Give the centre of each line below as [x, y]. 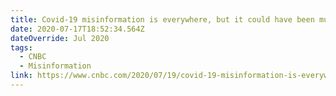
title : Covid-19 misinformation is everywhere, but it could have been [162, 19]
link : [21, 76]
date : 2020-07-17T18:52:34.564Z [77, 29]
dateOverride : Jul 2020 [60, 38]
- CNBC [33, 57]
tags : [21, 47]
